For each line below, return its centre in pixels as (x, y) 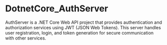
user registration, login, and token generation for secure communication (79, 33)
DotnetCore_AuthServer (57, 9)
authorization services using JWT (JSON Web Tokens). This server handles (83, 27)
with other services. (26, 38)
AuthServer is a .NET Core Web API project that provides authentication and (83, 22)
